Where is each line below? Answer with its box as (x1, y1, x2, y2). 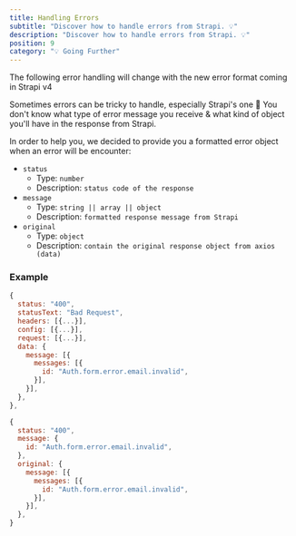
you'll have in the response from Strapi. (9, 119, 157, 130)
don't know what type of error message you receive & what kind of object (9, 109, 285, 120)
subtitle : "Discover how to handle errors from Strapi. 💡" (9, 22, 239, 31)
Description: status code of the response (35, 182, 194, 193)
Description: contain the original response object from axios (35, 240, 275, 251)
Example (9, 271, 49, 284)
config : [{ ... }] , (17, 325, 84, 334)
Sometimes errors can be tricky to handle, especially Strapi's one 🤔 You (9, 99, 278, 110)
